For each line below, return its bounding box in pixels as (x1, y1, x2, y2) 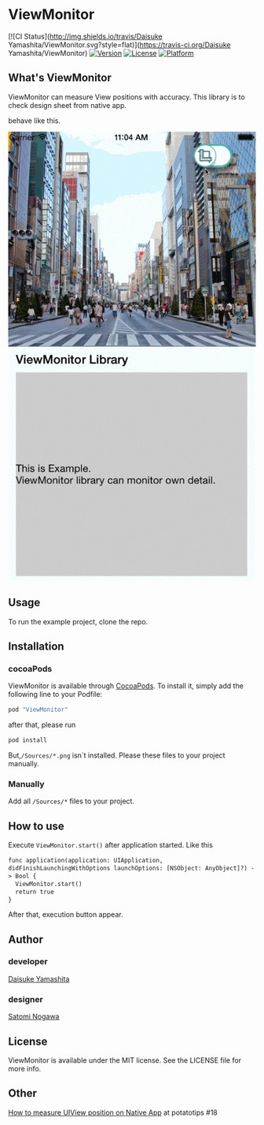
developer (8, 956, 49, 967)
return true (15, 888, 55, 896)
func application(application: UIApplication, (8, 857, 163, 865)
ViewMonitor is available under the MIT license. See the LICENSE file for (8, 1055, 242, 1065)
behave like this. (8, 116, 61, 125)
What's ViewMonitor (8, 71, 112, 84)
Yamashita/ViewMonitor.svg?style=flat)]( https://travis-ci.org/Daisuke (8, 39, 231, 49)
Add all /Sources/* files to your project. (8, 796, 135, 806)
